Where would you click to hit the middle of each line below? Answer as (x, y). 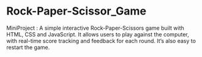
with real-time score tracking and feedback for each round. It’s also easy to (101, 41)
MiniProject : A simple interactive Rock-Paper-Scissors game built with (95, 28)
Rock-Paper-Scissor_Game (77, 11)
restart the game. (28, 47)
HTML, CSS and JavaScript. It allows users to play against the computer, (98, 34)
